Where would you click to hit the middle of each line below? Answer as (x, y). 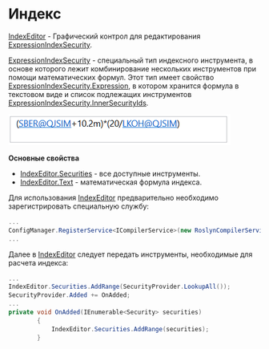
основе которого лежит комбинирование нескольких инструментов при (132, 68)
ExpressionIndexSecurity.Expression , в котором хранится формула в (124, 86)
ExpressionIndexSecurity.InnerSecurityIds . (78, 103)
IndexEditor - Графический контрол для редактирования (104, 36)
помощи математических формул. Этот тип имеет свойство (111, 77)
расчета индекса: (38, 262)
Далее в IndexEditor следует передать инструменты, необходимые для (130, 254)
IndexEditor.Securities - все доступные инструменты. (110, 173)
